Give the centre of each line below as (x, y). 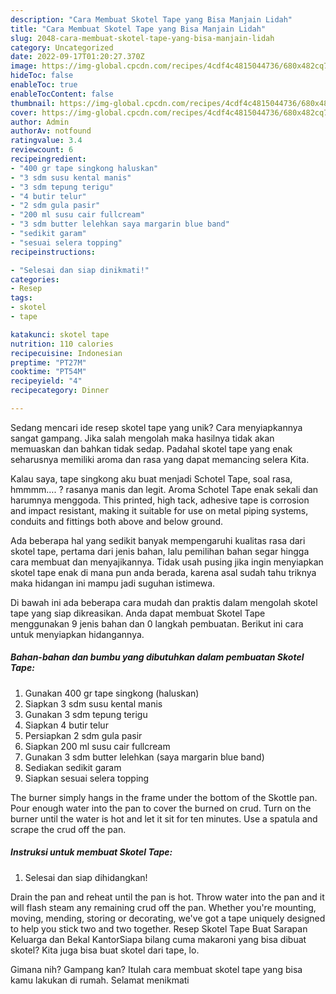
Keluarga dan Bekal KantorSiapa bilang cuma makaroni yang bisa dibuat (158, 939)
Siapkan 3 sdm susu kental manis (93, 703)
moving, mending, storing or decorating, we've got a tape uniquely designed (168, 918)
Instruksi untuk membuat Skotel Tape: (91, 852)
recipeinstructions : (53, 252)
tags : (21, 298)
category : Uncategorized (62, 47)
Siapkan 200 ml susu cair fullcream (97, 746)
